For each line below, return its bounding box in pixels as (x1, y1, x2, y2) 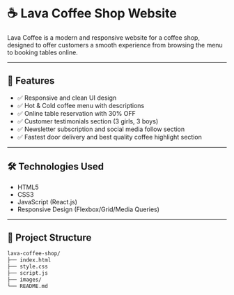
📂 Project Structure (7, 232, 92, 243)
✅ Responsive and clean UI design (17, 93, 117, 102)
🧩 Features (7, 75, 55, 87)
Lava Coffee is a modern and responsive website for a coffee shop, (7, 33, 201, 42)
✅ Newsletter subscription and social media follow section (17, 125, 185, 133)
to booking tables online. (7, 48, 78, 56)
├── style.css (7, 263, 49, 271)
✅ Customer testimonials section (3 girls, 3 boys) (17, 116, 159, 126)
